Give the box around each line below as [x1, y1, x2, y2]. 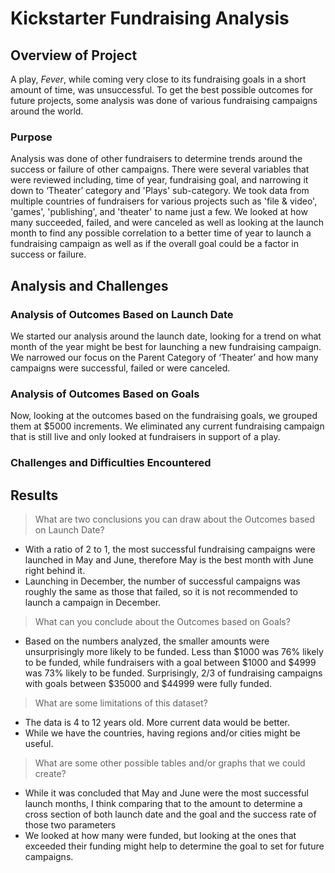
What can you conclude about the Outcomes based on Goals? [34, 616, 291, 628]
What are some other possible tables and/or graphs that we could [34, 757, 306, 769]
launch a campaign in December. [24, 597, 162, 609]
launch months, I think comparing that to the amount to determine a [24, 798, 303, 810]
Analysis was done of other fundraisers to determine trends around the [10, 153, 303, 165]
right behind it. [24, 565, 86, 577]
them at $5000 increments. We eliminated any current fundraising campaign [10, 420, 325, 432]
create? [34, 768, 67, 780]
